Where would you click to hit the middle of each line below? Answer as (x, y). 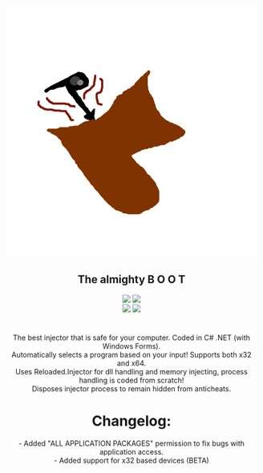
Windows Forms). (131, 346)
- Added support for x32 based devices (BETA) (131, 460)
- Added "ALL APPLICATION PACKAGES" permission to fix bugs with (131, 443)
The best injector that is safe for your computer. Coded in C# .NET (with (131, 338)
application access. (131, 451)
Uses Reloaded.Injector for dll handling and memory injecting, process (131, 372)
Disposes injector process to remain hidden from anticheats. (131, 389)
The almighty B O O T (131, 279)
